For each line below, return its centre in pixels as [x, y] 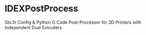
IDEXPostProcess [42, 9]
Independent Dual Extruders [33, 27]
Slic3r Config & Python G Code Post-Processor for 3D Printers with [73, 22]
